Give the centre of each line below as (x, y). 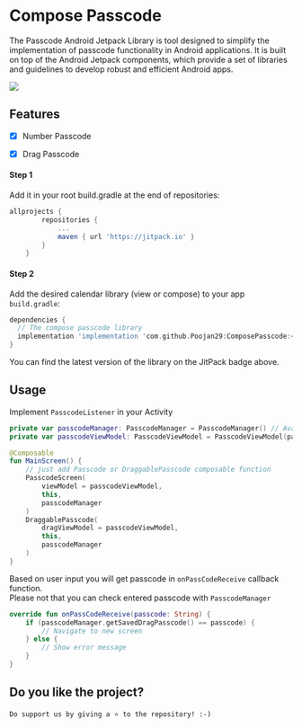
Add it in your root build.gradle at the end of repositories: (115, 195)
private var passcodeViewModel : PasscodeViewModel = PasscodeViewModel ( (148, 437)
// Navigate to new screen (92, 631)
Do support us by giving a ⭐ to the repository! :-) (111, 714)
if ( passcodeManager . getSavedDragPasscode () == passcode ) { (140, 622)
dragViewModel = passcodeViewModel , (110, 528)
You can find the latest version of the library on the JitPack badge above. (145, 362)
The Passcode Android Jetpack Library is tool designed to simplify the (139, 40)
